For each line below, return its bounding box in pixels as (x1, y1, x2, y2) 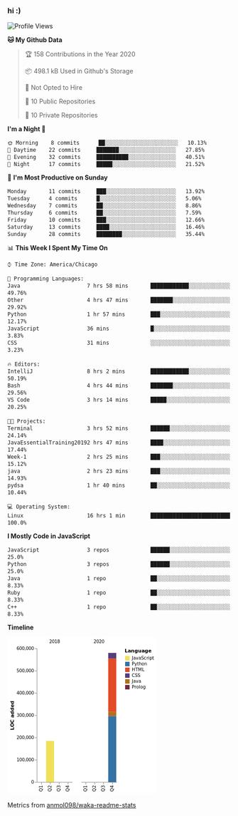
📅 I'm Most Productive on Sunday (7, 173, 108, 182)
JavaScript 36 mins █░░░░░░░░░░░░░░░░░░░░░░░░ (7, 325, 231, 333)
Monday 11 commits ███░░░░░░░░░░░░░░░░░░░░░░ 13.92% (7, 188, 205, 195)
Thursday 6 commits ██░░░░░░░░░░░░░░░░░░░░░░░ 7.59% (7, 210, 202, 217)
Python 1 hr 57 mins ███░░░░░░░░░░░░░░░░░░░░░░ (7, 311, 231, 319)
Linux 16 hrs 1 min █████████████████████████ (7, 512, 231, 520)
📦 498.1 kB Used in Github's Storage (24, 67, 134, 76)
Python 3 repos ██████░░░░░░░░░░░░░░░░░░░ (7, 561, 231, 568)
